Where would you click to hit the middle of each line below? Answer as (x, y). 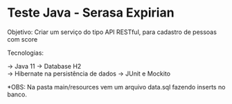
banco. (17, 94)
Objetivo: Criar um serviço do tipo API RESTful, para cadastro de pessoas (112, 32)
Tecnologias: (25, 53)
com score (23, 39)
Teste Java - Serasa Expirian (91, 13)
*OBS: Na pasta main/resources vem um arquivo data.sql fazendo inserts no (116, 87)
